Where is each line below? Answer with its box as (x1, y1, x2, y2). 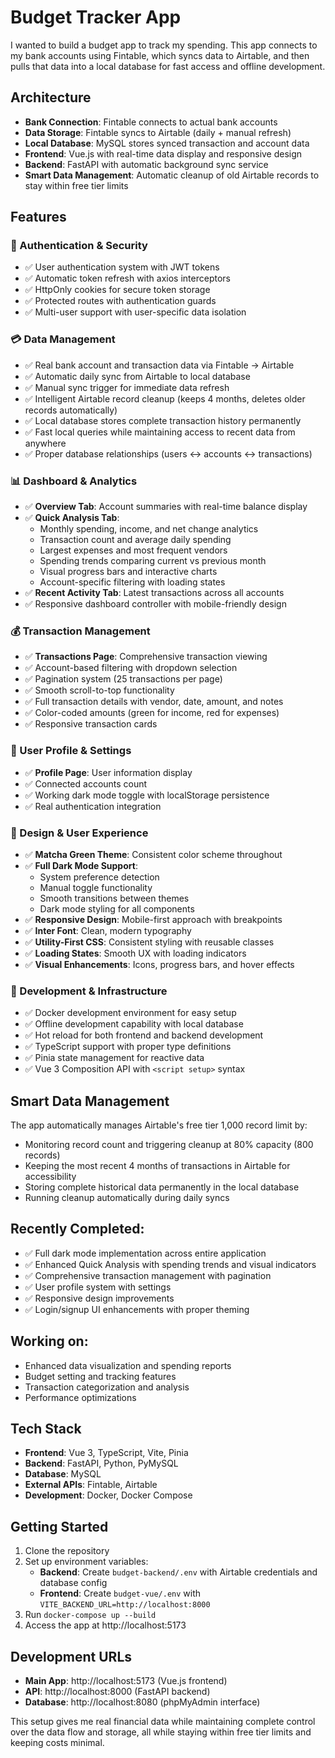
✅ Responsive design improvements (24, 1292, 175, 1304)
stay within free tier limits (24, 179, 129, 191)
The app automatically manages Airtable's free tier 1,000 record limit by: (10, 1119, 308, 1131)
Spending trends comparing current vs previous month (39, 555, 267, 567)
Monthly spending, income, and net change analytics (39, 523, 259, 535)
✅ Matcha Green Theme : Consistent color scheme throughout (24, 848, 283, 860)
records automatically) (24, 404, 118, 416)
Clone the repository (24, 1545, 110, 1557)
